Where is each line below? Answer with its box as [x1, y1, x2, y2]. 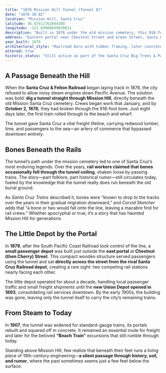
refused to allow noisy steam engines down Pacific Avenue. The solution [5, 90, 153, 96]
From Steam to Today [5, 309, 72, 317]
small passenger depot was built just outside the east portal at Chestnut [5, 248, 155, 254]
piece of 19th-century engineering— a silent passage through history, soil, [5, 352, 158, 359]
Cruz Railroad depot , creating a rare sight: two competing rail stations [5, 264, 148, 270]
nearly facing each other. [5, 269, 56, 275]
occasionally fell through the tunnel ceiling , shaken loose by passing [5, 169, 148, 175]
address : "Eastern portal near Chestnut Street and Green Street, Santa [5, 35, 158, 40]
